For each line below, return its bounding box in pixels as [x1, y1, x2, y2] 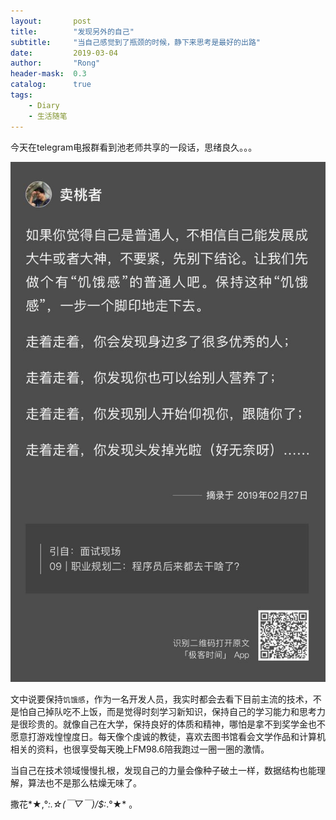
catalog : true [10, 80, 92, 90]
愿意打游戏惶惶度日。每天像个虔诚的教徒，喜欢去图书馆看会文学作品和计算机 [10, 730, 326, 742]
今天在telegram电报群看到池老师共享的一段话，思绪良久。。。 [10, 141, 258, 153]
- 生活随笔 [28, 111, 68, 121]
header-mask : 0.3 [10, 69, 87, 79]
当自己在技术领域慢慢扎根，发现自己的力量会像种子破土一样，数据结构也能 [10, 764, 317, 776]
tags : [10, 90, 33, 100]
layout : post [10, 16, 92, 26]
